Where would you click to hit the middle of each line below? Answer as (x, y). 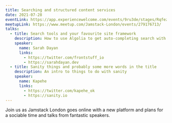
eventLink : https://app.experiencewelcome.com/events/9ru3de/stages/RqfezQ (88, 19)
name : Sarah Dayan (38, 48)
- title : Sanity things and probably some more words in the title (83, 67)
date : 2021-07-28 (24, 15)
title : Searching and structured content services (60, 10)
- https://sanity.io (46, 95)
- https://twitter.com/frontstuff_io (64, 57)
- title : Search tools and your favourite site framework (73, 34)
